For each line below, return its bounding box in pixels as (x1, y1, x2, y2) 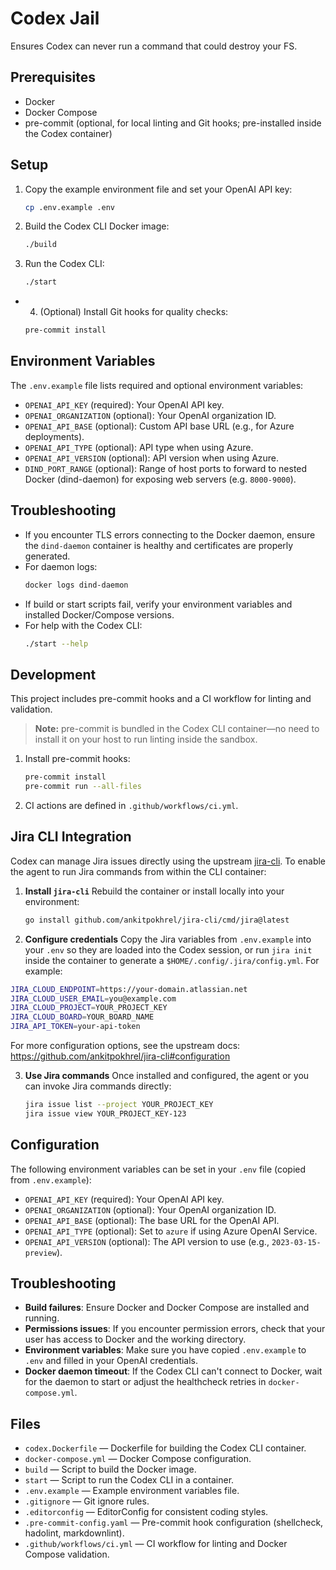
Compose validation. (24, 1548, 110, 1561)
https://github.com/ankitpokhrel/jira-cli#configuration (10, 1050, 231, 1062)
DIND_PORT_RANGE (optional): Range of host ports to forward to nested (24, 462, 308, 474)
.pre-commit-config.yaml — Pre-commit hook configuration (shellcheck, (24, 1517, 324, 1529)
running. (24, 1312, 60, 1324)
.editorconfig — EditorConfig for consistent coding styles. (24, 1506, 269, 1518)
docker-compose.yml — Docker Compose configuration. (24, 1453, 252, 1465)
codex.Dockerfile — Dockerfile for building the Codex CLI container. (24, 1442, 307, 1454)
